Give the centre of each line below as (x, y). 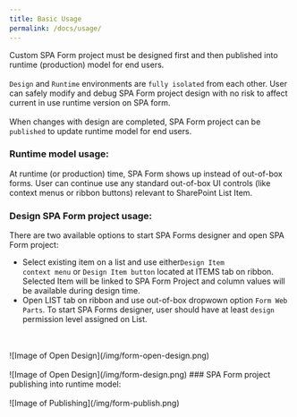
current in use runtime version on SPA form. (90, 102)
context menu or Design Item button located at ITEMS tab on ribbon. (148, 272)
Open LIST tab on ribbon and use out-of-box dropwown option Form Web (155, 301)
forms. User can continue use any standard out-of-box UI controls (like (140, 183)
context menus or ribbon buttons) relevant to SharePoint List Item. (131, 192)
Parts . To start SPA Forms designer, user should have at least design (148, 310)
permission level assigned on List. (85, 319)
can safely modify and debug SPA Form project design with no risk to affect (148, 93)
